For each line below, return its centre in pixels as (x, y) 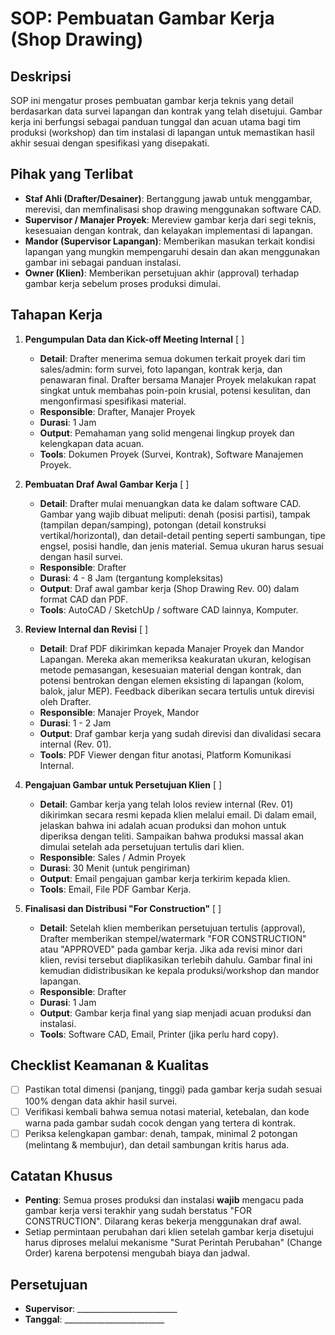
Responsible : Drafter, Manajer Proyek (117, 411)
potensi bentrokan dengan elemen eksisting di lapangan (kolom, (172, 680)
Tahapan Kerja (56, 315)
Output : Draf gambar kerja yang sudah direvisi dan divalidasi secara (180, 733)
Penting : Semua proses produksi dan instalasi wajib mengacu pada (164, 1200)
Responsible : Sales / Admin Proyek (112, 857)
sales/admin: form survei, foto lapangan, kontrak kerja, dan (161, 369)
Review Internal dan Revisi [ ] (86, 629)
